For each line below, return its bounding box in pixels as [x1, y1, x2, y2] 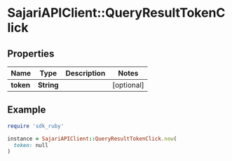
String [37, 80, 59, 90]
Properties [7, 48, 55, 59]
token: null [13, 141, 49, 148]
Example [7, 104, 46, 116]
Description [65, 69, 106, 78]
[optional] [111, 80, 145, 90]
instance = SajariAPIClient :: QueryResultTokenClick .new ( [7, 135, 177, 142]
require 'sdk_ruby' [7, 122, 64, 129]
